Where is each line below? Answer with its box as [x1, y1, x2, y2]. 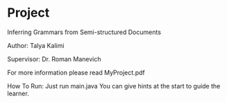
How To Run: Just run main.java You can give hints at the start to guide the [7, 81, 221, 90]
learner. [7, 89, 29, 97]
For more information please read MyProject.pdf [7, 68, 145, 77]
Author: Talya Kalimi [7, 41, 65, 49]
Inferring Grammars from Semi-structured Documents [7, 28, 162, 36]
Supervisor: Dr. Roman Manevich [7, 54, 101, 63]
